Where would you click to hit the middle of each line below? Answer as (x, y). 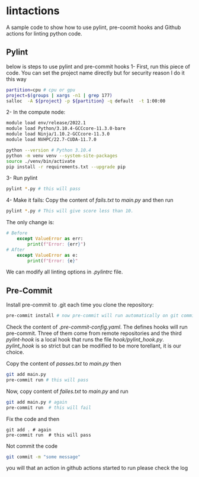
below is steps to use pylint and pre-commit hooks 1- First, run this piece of (98, 66)
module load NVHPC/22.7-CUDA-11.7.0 (51, 140)
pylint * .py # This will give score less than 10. (70, 211)
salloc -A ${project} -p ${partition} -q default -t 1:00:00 (86, 101)
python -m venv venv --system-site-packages (62, 156)
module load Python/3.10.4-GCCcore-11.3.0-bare (66, 128)
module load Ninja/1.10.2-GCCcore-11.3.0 (58, 134)
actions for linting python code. (44, 33)
